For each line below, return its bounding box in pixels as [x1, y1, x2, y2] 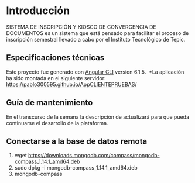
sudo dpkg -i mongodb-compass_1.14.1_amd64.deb [14, 164, 138, 171]
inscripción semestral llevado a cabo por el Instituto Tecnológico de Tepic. [6, 36, 186, 43]
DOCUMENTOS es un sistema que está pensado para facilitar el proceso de [6, 29, 189, 36]
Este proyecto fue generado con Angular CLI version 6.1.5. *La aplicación [6, 68, 184, 75]
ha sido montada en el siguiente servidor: [6, 74, 107, 81]
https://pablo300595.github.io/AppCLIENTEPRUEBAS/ [6, 81, 137, 88]
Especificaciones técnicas [6, 53, 105, 63]
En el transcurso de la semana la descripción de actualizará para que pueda [6, 113, 189, 120]
